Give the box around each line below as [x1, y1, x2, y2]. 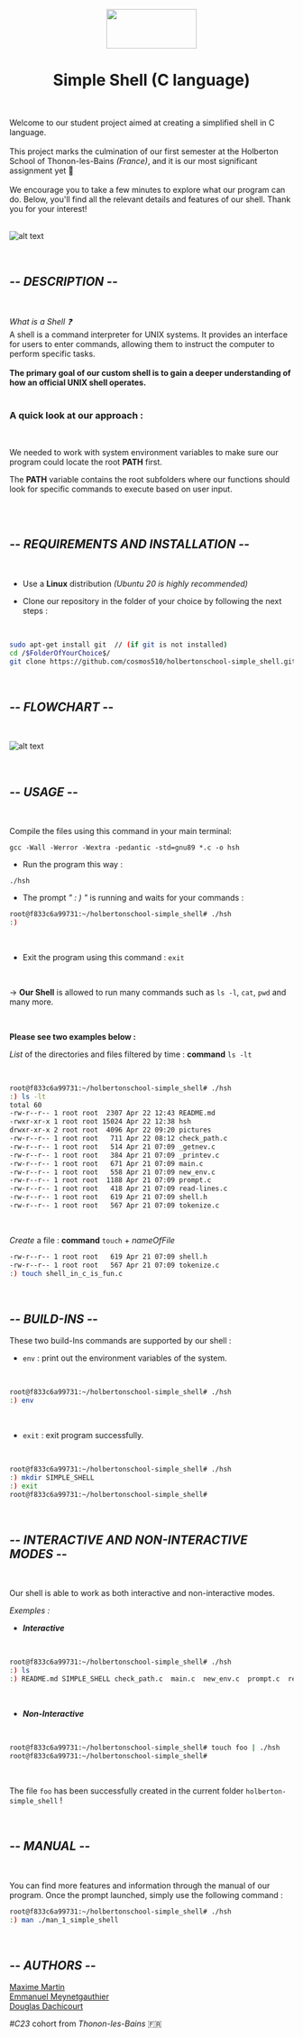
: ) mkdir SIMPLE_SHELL [9, 1473, 95, 1482]
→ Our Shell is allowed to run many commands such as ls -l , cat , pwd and [9, 986, 287, 997]
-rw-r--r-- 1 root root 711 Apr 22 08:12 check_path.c [9, 1134, 228, 1143]
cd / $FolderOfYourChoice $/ [9, 648, 111, 657]
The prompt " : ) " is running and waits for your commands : [22, 893, 244, 904]
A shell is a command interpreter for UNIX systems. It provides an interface [9, 329, 289, 340]
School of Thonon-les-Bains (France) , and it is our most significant [9, 155, 258, 166]
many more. [9, 996, 54, 1007]
